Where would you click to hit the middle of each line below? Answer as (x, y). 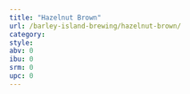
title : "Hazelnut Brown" (55, 17)
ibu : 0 (21, 59)
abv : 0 (21, 51)
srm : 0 (21, 68)
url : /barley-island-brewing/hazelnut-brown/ (95, 26)
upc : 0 (21, 76)
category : (28, 34)
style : (21, 43)
